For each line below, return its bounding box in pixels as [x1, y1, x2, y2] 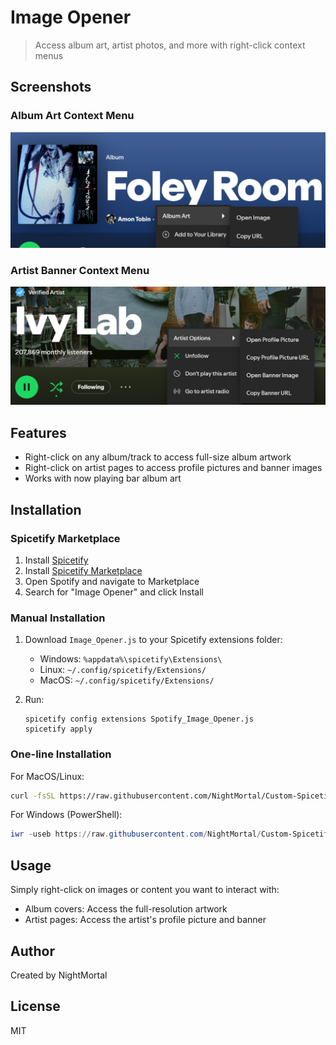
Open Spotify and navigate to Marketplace [24, 575, 200, 587]
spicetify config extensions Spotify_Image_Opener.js [24, 714, 254, 725]
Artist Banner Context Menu [10, 263, 150, 277]
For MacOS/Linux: [10, 770, 85, 782]
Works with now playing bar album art [24, 472, 182, 485]
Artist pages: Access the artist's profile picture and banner [24, 914, 267, 926]
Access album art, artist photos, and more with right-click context [34, 39, 306, 51]
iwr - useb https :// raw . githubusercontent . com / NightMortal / [10, 829, 262, 840]
